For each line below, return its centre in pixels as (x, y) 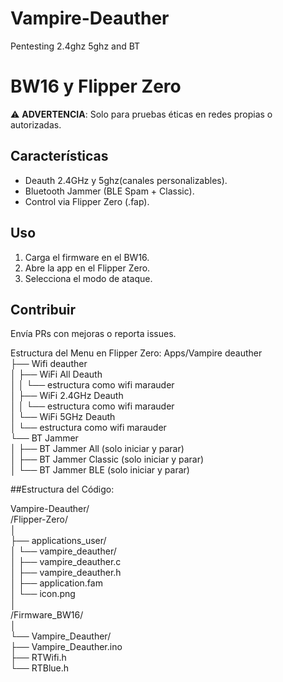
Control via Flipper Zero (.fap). (87, 201)
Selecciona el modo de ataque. (88, 278)
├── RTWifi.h (38, 658)
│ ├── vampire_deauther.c (66, 562)
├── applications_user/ (58, 541)
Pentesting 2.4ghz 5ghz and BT (75, 46)
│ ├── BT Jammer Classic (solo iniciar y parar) (107, 459)
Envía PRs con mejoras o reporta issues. (93, 334)
